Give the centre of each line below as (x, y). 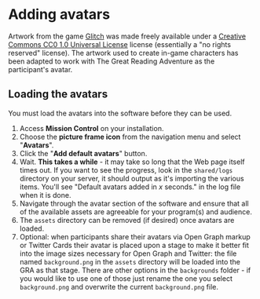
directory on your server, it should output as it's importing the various (132, 178)
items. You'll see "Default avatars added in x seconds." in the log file (130, 187)
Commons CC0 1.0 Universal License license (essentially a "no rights (120, 44)
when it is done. (45, 195)
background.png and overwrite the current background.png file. (119, 286)
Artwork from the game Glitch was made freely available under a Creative (127, 36)
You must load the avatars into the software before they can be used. (120, 113)
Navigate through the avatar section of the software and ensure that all (134, 203)
